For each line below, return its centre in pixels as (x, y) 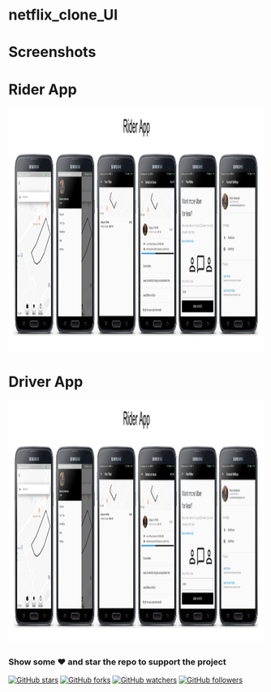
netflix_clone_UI (63, 15)
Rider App (43, 89)
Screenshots (52, 52)
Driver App (46, 382)
